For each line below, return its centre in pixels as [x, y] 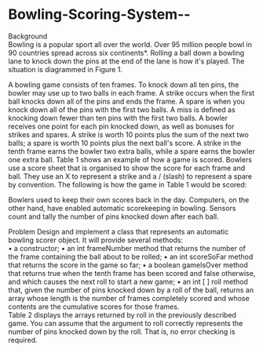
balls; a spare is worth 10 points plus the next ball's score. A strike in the [125, 143]
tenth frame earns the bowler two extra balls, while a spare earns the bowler [131, 151]
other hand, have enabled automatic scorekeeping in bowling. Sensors [122, 208]
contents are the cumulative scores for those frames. [94, 307]
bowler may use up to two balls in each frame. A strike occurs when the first [131, 93]
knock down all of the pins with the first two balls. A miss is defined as [122, 109]
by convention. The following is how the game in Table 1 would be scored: [128, 184]
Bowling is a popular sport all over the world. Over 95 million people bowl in [130, 44]
